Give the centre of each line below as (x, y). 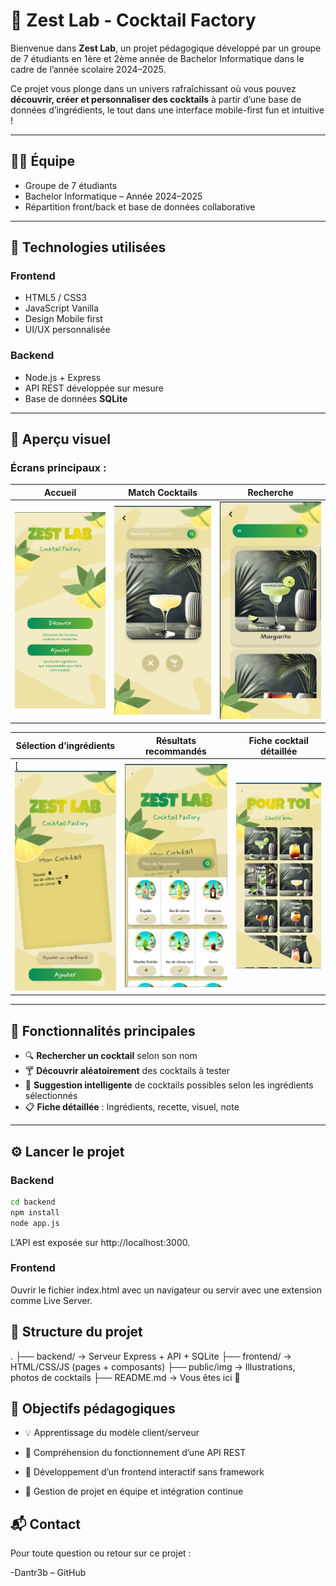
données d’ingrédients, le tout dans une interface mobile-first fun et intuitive (167, 110)
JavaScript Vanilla (62, 308)
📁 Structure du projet (76, 1332)
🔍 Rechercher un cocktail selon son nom (111, 1056)
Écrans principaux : (58, 468)
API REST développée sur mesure (94, 388)
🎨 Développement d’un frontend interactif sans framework (144, 1472)
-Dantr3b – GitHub (48, 1573)
